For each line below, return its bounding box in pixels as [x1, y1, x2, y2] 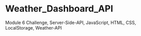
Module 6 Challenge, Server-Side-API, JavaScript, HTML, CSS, [5, 19, 136, 25]
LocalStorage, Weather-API [5, 24, 62, 30]
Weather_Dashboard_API [5, 3, 114, 14]
